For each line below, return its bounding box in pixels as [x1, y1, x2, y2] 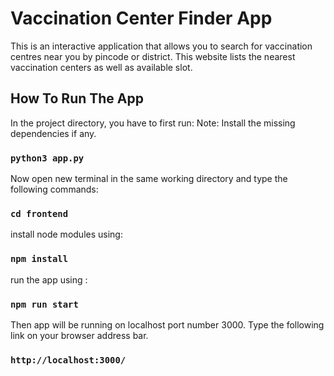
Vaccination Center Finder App [10, 7, 273, 30]
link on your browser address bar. [10, 329, 149, 341]
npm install [10, 253, 69, 265]
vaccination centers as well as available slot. [10, 61, 193, 73]
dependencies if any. [10, 127, 97, 139]
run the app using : [10, 273, 88, 286]
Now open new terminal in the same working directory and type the [10, 173, 288, 185]
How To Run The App [10, 90, 144, 107]
